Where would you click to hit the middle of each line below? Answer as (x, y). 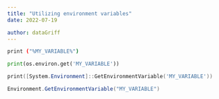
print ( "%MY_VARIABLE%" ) (43, 52)
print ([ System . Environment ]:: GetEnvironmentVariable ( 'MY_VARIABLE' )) (110, 77)
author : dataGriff (34, 33)
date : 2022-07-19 (32, 20)
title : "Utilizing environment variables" (70, 13)
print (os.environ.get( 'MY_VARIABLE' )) (63, 64)
